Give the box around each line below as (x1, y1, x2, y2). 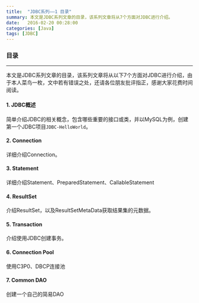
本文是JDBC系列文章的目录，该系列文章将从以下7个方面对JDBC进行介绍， (6, 72, 188, 79)
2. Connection (6, 137, 42, 144)
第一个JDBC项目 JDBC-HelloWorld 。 (6, 123, 91, 130)
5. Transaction (6, 220, 43, 228)
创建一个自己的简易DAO (6, 291, 64, 298)
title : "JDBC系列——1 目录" (6, 8, 72, 15)
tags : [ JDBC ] (6, 31, 38, 37)
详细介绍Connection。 (6, 151, 60, 158)
